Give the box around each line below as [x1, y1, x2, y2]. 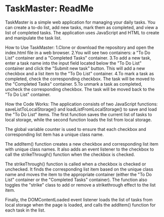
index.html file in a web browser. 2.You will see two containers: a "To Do [5, 50, 151, 56]
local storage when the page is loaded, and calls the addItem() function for [5, 202, 156, 208]
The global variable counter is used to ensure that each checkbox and [5, 126, 146, 132]
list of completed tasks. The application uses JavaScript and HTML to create [5, 30, 160, 35]
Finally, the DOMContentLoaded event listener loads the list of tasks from [5, 196, 153, 202]
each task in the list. [5, 207, 46, 213]
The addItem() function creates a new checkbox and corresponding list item [5, 141, 159, 147]
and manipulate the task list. [5, 35, 62, 41]
